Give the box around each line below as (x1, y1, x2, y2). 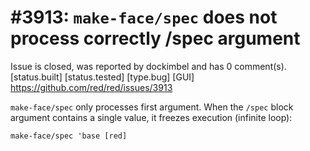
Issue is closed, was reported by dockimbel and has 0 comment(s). (10, 60, 287, 72)
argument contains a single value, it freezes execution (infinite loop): (10, 111, 293, 123)
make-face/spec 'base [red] (10, 131, 128, 141)
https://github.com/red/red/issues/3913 (10, 81, 173, 93)
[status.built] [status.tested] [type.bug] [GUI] (10, 71, 195, 83)
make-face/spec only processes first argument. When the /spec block (10, 101, 294, 113)
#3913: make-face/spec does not (10, 6, 278, 29)
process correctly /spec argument (10, 27, 301, 50)
